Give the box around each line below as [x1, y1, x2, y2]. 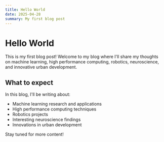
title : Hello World [5, 7, 45, 12]
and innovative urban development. [5, 64, 78, 70]
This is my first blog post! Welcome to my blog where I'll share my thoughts [5, 54, 159, 59]
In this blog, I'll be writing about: [5, 91, 71, 97]
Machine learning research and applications [12, 101, 102, 107]
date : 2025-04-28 [5, 12, 41, 17]
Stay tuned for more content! [5, 131, 64, 138]
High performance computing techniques [12, 106, 96, 112]
